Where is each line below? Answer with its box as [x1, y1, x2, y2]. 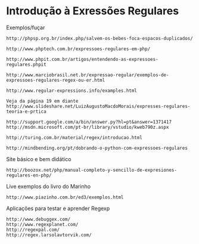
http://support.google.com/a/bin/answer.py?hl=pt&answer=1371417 [6, 119, 172, 125]
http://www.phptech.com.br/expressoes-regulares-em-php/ [6, 46, 151, 52]
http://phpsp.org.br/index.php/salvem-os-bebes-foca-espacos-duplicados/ [6, 35, 194, 41]
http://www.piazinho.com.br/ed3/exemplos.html [6, 194, 124, 200]
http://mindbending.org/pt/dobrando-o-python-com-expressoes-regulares [6, 145, 188, 151]
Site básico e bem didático [6, 155, 71, 162]
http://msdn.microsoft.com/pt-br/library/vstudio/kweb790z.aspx [6, 124, 169, 130]
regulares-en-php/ [6, 172, 52, 178]
